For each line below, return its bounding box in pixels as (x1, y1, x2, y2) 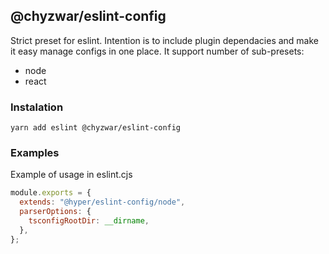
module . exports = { (10, 188, 92, 198)
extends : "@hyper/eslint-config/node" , (19, 197, 186, 208)
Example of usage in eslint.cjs (10, 169, 133, 181)
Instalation (10, 100, 64, 114)
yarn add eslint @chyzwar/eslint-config (10, 123, 182, 133)
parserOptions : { (19, 207, 92, 217)
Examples (10, 146, 60, 160)
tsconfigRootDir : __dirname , (28, 216, 150, 226)
